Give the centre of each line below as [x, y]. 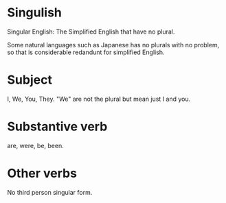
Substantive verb [57, 127]
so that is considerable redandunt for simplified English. [86, 52]
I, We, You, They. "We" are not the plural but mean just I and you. [99, 99]
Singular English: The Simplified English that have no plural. [91, 32]
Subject [30, 80]
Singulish [34, 13]
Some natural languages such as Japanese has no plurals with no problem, [113, 45]
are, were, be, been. [35, 145]
